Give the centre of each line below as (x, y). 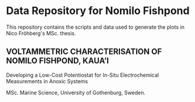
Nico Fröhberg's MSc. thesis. (41, 33)
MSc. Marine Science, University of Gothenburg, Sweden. (76, 93)
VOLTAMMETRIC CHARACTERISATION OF (84, 52)
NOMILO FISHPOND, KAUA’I (58, 61)
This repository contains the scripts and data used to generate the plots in (95, 27)
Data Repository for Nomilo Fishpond (98, 11)
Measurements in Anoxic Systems (47, 81)
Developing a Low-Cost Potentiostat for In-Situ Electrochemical (83, 75)
